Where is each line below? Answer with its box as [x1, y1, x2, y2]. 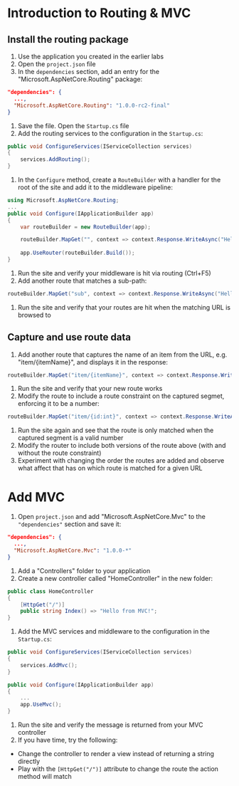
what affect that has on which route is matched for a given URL [17, 464, 203, 473]
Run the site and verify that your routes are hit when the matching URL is [17, 303, 231, 311]
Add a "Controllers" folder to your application [17, 566, 151, 575]
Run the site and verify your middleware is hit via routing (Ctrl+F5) [17, 268, 211, 277]
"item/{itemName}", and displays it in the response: [17, 357, 169, 366]
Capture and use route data [7, 331, 132, 343]
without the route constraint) [17, 449, 102, 457]
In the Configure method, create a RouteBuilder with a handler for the [17, 176, 221, 184]
